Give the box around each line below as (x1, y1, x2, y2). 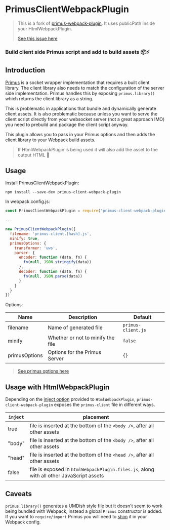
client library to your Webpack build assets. (5, 137, 96, 143)
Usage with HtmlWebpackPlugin (5, 383, 110, 391)
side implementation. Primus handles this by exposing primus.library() (5, 90, 155, 96)
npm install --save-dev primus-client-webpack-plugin (5, 190, 121, 195)
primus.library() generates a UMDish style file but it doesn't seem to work (5, 503, 163, 509)
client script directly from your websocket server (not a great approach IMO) (5, 116, 165, 122)
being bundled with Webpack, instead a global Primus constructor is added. (5, 508, 163, 514)
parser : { (14, 250, 35, 255)
